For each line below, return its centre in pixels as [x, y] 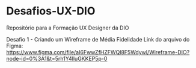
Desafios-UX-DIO [51, 11]
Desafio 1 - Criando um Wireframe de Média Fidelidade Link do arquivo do [98, 39]
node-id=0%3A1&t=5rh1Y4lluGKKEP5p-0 [57, 58]
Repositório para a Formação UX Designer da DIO [68, 28]
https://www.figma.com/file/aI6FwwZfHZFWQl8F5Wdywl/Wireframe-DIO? [98, 52]
